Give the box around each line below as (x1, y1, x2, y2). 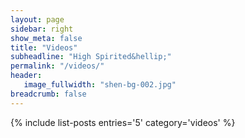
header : (10, 71, 43, 81)
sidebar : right (10, 24, 74, 34)
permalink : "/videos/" (10, 61, 105, 71)
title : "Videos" (10, 42, 78, 53)
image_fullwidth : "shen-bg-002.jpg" (23, 80, 177, 90)
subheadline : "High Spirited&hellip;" (10, 52, 172, 62)
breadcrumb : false (10, 89, 87, 99)
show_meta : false (10, 33, 83, 43)
